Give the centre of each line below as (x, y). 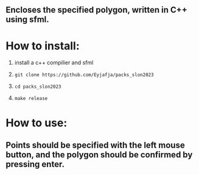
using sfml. (27, 20)
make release (31, 99)
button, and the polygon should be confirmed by (99, 155)
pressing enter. (35, 164)
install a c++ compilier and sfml (54, 63)
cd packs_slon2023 (38, 87)
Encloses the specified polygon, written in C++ (96, 10)
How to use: (37, 123)
